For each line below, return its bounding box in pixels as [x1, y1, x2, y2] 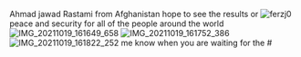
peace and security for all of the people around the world [9, 18, 224, 29]
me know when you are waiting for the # [120, 37, 273, 48]
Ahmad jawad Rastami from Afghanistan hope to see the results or [9, 9, 259, 19]
